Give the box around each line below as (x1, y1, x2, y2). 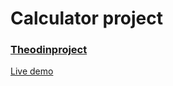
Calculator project (10, 7, 164, 30)
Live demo (10, 65, 54, 77)
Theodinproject (10, 43, 88, 57)
